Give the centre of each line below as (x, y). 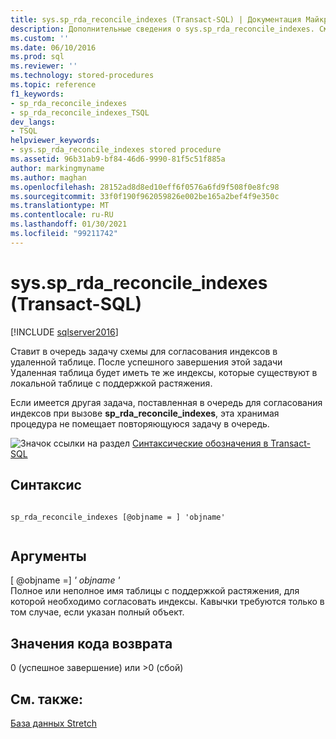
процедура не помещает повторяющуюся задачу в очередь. (140, 423)
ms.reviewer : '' (44, 66)
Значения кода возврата (91, 643)
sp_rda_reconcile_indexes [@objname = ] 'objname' (118, 517)
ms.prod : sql (37, 57)
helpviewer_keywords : (55, 141)
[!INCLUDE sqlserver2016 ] (64, 332)
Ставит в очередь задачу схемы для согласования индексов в (144, 351)
